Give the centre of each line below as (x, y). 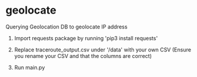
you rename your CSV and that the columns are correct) (83, 56)
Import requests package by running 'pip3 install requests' (86, 38)
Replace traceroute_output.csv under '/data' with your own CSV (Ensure (103, 49)
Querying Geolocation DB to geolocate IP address (67, 27)
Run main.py (29, 67)
